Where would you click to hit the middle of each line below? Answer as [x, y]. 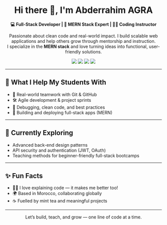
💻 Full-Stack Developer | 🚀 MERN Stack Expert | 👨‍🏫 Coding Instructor [83, 24]
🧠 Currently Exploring [39, 133]
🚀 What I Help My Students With [56, 83]
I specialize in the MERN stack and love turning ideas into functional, [78, 46]
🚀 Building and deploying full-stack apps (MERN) [62, 112]
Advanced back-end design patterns [50, 145]
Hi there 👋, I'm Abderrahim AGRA [83, 10]
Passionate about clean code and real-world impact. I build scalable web [83, 36]
